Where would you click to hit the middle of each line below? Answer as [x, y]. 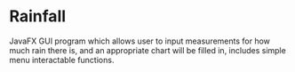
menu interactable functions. [62, 60]
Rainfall [38, 16]
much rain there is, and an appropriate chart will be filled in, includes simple [147, 50]
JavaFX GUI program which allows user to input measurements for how [140, 41]
